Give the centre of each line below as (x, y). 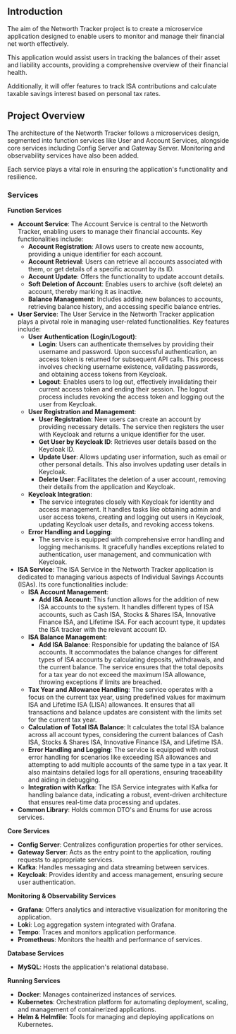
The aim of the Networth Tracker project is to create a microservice (105, 28)
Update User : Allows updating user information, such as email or (132, 457)
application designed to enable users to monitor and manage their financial (116, 36)
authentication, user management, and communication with (125, 554)
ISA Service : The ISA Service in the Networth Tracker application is (115, 569)
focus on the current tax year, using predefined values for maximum (126, 697)
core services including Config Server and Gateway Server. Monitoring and (116, 148)
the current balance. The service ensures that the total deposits (131, 666)
